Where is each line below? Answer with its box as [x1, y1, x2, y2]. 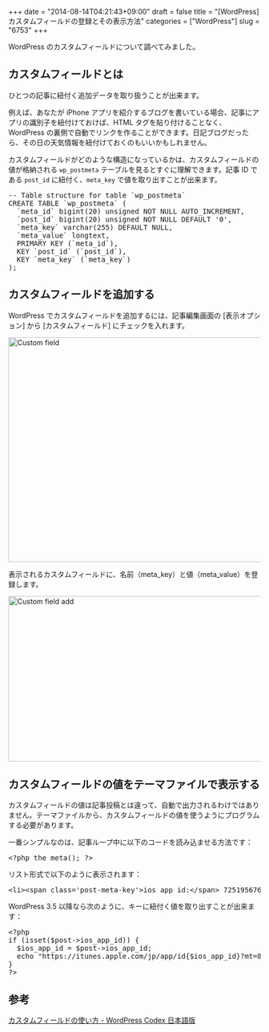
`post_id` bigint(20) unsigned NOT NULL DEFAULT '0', [16, 214, 232, 224]
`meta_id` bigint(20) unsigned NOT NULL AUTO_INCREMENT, [16, 206, 246, 216]
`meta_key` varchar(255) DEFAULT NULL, [16, 222, 174, 232]
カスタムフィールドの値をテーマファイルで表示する [8, 778, 260, 791]
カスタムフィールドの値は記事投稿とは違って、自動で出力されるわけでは [8, 800, 246, 810]
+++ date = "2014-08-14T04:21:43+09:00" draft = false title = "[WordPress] [8, 7, 259, 16]
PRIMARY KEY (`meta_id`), [16, 238, 118, 248]
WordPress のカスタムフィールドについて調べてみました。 [8, 42, 200, 51]
